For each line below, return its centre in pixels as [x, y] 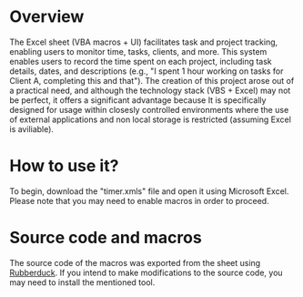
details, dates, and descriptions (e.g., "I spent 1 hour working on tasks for [146, 71]
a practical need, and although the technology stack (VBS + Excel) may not [150, 90]
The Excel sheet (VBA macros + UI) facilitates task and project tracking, [144, 42]
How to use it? [64, 166]
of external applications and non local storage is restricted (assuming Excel [150, 119]
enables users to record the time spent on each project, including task [141, 61]
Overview [47, 17]
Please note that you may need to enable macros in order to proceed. [140, 200]
